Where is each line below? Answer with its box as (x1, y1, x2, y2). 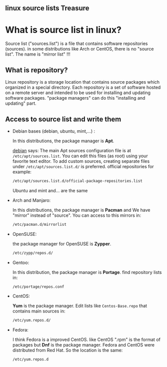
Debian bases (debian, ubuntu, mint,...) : (12, 128, 95, 134)
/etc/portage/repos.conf (12, 284, 64, 289)
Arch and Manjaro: (12, 197, 51, 203)
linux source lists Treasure (5, 4, 89, 13)
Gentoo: (12, 259, 29, 265)
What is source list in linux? (5, 24, 121, 36)
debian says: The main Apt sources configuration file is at (12, 147, 131, 153)
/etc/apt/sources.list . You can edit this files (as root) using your (12, 153, 148, 159)
